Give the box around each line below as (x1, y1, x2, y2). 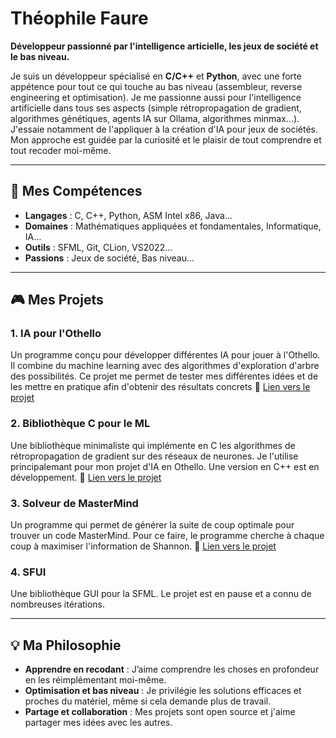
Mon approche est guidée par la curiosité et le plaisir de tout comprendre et (10, 133, 322, 146)
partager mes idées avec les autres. (24, 717, 173, 729)
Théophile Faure (10, 7, 149, 30)
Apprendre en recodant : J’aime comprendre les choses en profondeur (24, 663, 320, 676)
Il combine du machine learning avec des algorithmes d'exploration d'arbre (10, 360, 320, 372)
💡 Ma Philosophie (10, 637, 122, 654)
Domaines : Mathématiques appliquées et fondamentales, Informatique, (24, 220, 322, 232)
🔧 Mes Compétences (10, 183, 143, 200)
